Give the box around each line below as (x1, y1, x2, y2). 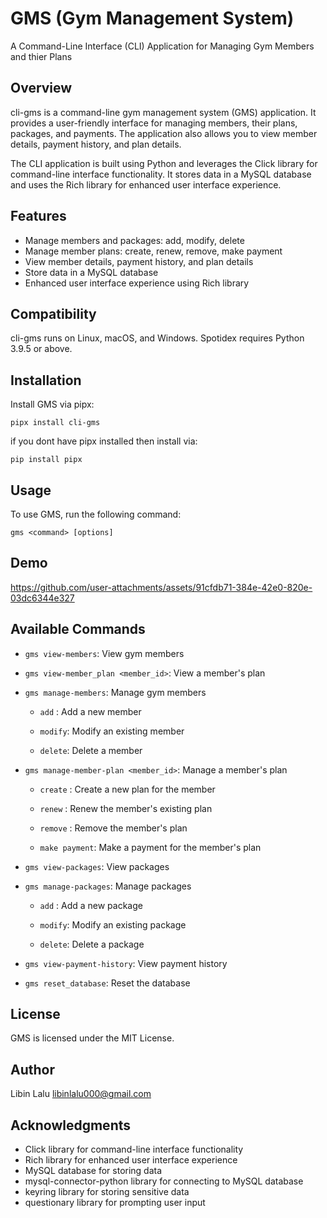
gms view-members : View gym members (24, 647, 185, 659)
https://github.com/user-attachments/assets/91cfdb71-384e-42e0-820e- (10, 581, 313, 593)
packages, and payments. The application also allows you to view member (10, 127, 318, 139)
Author (10, 1061, 55, 1078)
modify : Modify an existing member (39, 725, 185, 737)
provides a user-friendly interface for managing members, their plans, (10, 117, 298, 129)
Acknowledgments (10, 1117, 132, 1134)
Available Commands (10, 621, 146, 638)
